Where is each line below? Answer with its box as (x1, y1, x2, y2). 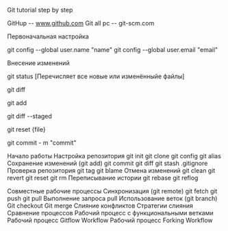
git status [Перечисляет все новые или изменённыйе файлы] (7, 72, 185, 80)
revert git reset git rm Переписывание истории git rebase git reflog (7, 174, 199, 182)
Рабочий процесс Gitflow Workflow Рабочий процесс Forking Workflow (7, 216, 214, 224)
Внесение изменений (7, 59, 70, 67)
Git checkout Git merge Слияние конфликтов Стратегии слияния (7, 202, 193, 210)
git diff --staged (7, 112, 53, 120)
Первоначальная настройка (7, 32, 89, 40)
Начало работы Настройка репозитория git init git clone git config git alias (7, 152, 221, 160)
